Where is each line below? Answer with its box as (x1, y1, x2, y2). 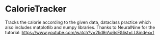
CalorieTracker (5, 3, 67, 14)
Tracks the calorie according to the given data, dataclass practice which (5, 19, 151, 25)
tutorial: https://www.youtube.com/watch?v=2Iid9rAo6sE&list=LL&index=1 (5, 29, 155, 35)
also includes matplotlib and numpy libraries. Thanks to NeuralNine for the (5, 24, 156, 30)
